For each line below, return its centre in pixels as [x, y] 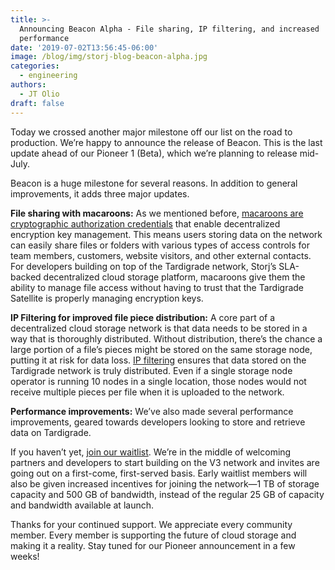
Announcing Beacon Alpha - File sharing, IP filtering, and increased [169, 29]
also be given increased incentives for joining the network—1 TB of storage [165, 483]
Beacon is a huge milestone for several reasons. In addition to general [154, 183]
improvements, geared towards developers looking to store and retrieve [158, 422]
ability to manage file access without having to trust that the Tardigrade [157, 287]
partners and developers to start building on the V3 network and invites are [165, 462]
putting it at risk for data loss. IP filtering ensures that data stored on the [158, 360]
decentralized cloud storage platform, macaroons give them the [174, 277]
